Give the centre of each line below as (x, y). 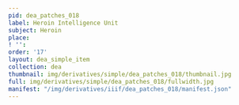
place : (19, 37)
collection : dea (35, 67)
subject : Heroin (35, 30)
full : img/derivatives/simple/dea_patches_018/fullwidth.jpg (111, 81)
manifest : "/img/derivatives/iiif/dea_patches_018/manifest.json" (120, 89)
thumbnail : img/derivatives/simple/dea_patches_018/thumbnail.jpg (120, 74)
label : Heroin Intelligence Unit (63, 23)
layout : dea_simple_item (49, 60)
